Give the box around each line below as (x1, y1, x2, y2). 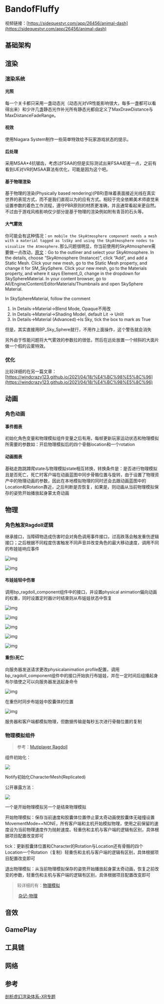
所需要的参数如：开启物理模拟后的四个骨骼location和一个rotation (5, 441, 135, 447)
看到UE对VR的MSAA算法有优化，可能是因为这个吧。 (5, 167, 111, 172)
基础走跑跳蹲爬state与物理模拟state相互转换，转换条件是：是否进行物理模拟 (5, 465, 158, 471)
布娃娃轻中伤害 (5, 577, 35, 583)
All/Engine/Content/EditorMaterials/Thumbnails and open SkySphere (5, 281, 143, 287)
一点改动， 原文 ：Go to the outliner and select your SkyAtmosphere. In (13, 249, 154, 255)
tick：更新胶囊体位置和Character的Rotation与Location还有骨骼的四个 (5, 843, 143, 849)
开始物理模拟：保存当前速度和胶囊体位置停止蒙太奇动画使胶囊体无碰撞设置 (5, 814, 155, 820)
